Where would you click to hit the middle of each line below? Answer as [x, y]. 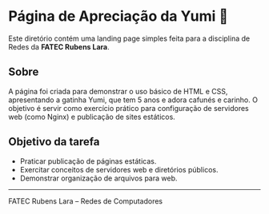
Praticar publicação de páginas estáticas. [88, 161]
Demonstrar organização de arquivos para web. [98, 178]
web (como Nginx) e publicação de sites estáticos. [92, 117]
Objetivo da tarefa [54, 142]
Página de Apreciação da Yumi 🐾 [118, 16]
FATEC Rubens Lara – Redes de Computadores [85, 201]
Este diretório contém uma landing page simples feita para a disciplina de [129, 38]
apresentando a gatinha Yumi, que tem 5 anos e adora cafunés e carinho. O [133, 100]
